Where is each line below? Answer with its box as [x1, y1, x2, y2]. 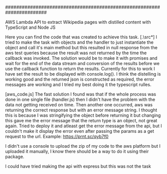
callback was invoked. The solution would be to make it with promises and [5, 55, 158, 61]
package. [5, 154, 24, 160]
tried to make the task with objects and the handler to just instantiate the [5, 39, 154, 45]
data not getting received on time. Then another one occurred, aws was [5, 102, 153, 107]
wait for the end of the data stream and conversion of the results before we [5, 61, 160, 66]
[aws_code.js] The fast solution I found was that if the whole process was [5, 91, 156, 97]
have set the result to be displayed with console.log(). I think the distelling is [5, 71, 161, 77]
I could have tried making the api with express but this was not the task [5, 164, 151, 169]
